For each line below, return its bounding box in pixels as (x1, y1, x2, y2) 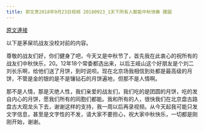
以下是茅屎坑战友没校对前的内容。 (6, 39, 92, 46)
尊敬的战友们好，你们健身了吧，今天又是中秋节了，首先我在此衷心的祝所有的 (6, 52, 198, 59)
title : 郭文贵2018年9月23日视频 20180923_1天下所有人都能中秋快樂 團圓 (6, 8, 172, 15)
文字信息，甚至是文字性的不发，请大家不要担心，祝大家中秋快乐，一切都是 (6, 110, 192, 118)
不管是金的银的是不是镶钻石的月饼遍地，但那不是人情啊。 (16, 75, 161, 82)
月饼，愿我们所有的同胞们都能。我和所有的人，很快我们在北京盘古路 (27, 95, 198, 102)
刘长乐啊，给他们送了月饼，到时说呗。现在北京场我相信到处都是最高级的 (6, 67, 187, 75)
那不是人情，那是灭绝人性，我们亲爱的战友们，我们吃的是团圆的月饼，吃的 (6, 87, 192, 95)
